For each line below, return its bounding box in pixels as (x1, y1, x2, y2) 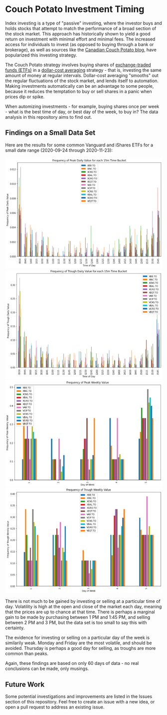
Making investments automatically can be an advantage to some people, (5, 83, 154, 89)
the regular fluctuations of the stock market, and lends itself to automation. (5, 78, 159, 84)
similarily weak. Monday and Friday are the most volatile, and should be (5, 640, 152, 646)
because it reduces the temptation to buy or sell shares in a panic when (5, 88, 152, 94)
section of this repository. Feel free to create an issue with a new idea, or (5, 698, 155, 704)
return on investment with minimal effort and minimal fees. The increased (5, 36, 156, 42)
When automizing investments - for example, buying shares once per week (5, 103, 160, 109)
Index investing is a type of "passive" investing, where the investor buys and (5, 20, 162, 26)
